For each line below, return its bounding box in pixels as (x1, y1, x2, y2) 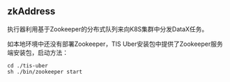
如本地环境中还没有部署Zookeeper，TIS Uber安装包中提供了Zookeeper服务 (7, 40, 223, 48)
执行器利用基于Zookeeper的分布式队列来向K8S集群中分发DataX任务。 (7, 24, 208, 33)
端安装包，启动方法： (7, 48, 68, 56)
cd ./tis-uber (7, 62, 49, 69)
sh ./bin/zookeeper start (7, 68, 82, 75)
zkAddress (7, 6, 56, 17)
